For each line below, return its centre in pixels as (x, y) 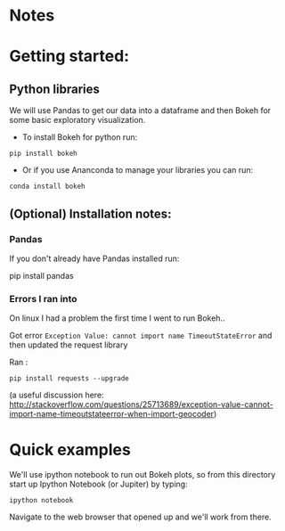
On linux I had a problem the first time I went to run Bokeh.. (117, 318)
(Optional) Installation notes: (90, 213)
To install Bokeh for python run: (80, 137)
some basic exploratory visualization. (77, 120)
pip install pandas (41, 275)
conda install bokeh (48, 187)
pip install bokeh (43, 154)
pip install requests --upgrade (69, 379)
